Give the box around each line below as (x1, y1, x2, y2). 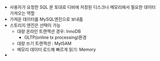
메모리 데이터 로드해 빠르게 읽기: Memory (17, 46, 96, 52)
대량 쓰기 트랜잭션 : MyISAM (17, 41, 72, 46)
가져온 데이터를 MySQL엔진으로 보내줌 (9, 16, 84, 22)
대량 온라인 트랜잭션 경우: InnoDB (17, 29, 81, 34)
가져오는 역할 (9, 10, 35, 16)
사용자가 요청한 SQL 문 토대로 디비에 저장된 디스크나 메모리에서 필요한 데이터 (9, 4, 156, 10)
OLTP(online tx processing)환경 (24, 34, 87, 40)
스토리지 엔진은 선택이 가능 (9, 22, 61, 28)
